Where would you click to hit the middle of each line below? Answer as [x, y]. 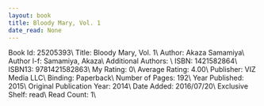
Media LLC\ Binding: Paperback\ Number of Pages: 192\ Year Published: [126, 78]
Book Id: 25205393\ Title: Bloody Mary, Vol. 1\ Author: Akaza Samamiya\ [126, 53]
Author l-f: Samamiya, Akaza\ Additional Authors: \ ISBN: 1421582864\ [123, 61]
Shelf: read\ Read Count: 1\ [52, 95]
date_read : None [35, 30]
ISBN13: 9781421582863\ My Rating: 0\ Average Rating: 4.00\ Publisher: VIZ [132, 70]
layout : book [30, 15]
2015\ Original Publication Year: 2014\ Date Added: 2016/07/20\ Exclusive [128, 86]
